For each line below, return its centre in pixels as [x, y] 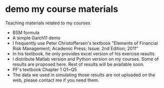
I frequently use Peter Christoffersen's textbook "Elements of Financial [85, 43]
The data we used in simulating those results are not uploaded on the [84, 75]
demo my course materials [62, 9]
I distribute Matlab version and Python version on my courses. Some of [85, 59]
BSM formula [26, 32]
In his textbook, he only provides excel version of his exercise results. [84, 54]
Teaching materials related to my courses [48, 23]
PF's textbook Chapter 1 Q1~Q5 [45, 69]
